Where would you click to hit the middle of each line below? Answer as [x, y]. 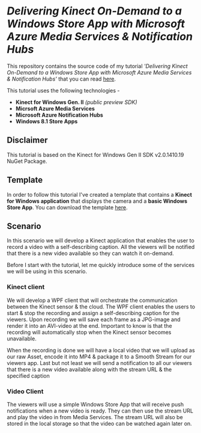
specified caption [28, 376]
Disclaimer [27, 140]
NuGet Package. [27, 161]
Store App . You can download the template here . [67, 207]
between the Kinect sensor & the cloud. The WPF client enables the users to [101, 306]
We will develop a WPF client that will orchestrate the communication [92, 300]
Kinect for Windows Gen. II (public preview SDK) [76, 102]
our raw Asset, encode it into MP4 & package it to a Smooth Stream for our [99, 357]
